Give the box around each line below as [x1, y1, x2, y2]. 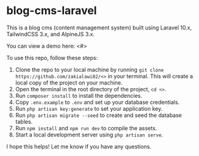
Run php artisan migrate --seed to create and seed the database [15, 111, 182, 119]
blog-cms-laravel [6, 4, 97, 18]
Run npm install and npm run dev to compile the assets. [15, 124, 157, 132]
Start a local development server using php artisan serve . [15, 131, 163, 138]
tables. [15, 117, 33, 125]
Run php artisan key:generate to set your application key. [15, 105, 163, 112]
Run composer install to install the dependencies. [15, 92, 142, 99]
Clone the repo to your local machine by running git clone [15, 65, 164, 73]
